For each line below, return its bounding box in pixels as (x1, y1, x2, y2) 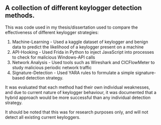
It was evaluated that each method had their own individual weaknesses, (5, 84, 150, 90)
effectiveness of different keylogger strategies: (5, 29, 99, 35)
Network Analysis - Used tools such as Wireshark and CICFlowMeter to (12, 59, 155, 65)
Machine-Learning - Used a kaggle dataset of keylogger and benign (12, 39, 148, 45)
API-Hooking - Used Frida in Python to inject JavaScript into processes (12, 49, 154, 55)
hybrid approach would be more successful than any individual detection (5, 94, 151, 100)
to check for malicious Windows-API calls (12, 54, 96, 60)
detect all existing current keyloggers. (5, 114, 81, 120)
